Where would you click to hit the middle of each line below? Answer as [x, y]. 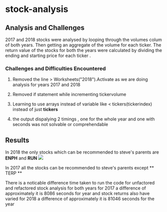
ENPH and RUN [21, 158]
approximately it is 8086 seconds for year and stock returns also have [77, 193]
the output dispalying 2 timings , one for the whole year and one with [83, 119]
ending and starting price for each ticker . [48, 55]
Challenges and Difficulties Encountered [56, 68]
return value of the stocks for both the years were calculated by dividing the [83, 50]
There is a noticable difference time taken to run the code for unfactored [80, 183]
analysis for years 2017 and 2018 [46, 85]
